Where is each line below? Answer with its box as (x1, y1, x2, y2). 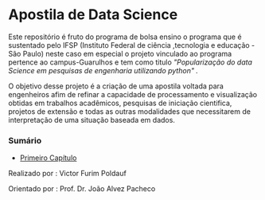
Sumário (8, 135, 42, 146)
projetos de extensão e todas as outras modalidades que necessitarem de (8, 106, 251, 116)
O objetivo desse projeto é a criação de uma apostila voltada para (8, 81, 224, 91)
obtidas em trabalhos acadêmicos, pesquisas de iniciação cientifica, (8, 98, 232, 108)
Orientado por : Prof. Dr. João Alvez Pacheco (8, 184, 156, 194)
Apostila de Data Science (8, 6, 178, 24)
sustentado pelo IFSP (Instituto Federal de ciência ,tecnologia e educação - (8, 40, 255, 49)
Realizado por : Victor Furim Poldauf (8, 169, 127, 178)
